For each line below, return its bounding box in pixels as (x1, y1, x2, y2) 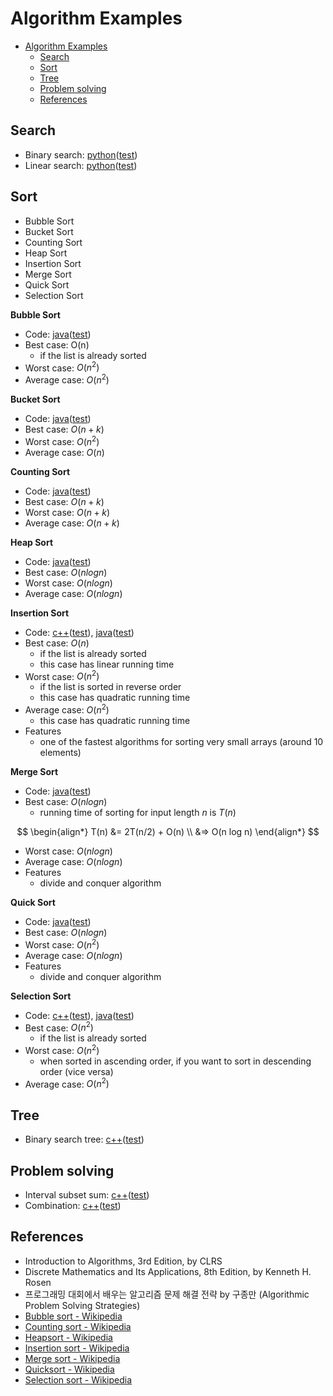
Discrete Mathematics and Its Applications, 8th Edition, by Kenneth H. (24, 1265, 312, 1277)
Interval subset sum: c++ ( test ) (24, 1189, 150, 1201)
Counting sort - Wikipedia (24, 1320, 132, 1332)
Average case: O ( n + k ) (24, 517, 120, 529)
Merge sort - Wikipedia (24, 1352, 121, 1364)
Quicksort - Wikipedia (24, 1363, 115, 1375)
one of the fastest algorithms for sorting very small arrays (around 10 (39, 735, 324, 747)
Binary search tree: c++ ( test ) (24, 1133, 145, 1146)
